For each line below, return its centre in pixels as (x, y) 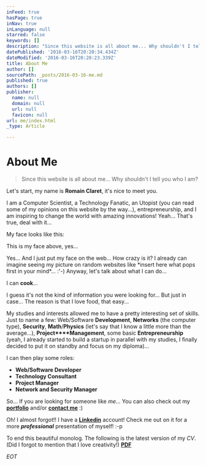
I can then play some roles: (40, 358)
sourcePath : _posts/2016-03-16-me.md (55, 75)
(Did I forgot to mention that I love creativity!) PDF (69, 445)
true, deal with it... (29, 222)
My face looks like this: (35, 235)
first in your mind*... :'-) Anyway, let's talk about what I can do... (86, 272)
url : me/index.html (31, 120)
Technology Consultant (46, 377)
